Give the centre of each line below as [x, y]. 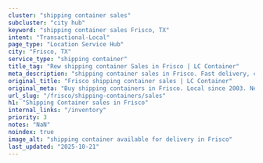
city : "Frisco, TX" [40, 52]
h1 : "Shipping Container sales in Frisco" [78, 103]
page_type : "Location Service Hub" [66, 45]
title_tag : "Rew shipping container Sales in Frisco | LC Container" [124, 67]
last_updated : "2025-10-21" [54, 147]
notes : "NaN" [29, 125]
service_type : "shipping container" [68, 60]
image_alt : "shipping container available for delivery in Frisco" [121, 139]
